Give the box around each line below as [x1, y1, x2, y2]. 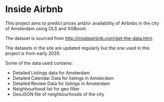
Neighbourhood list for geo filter [12, 85, 80, 91]
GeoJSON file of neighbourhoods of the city [12, 91, 104, 97]
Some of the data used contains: [5, 60, 73, 66]
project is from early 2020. [5, 50, 61, 56]
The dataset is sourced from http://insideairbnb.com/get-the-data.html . [5, 35, 154, 41]
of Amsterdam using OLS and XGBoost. [5, 25, 87, 31]
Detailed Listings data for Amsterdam [12, 69, 90, 76]
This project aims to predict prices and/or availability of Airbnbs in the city [5, 20, 159, 26]
